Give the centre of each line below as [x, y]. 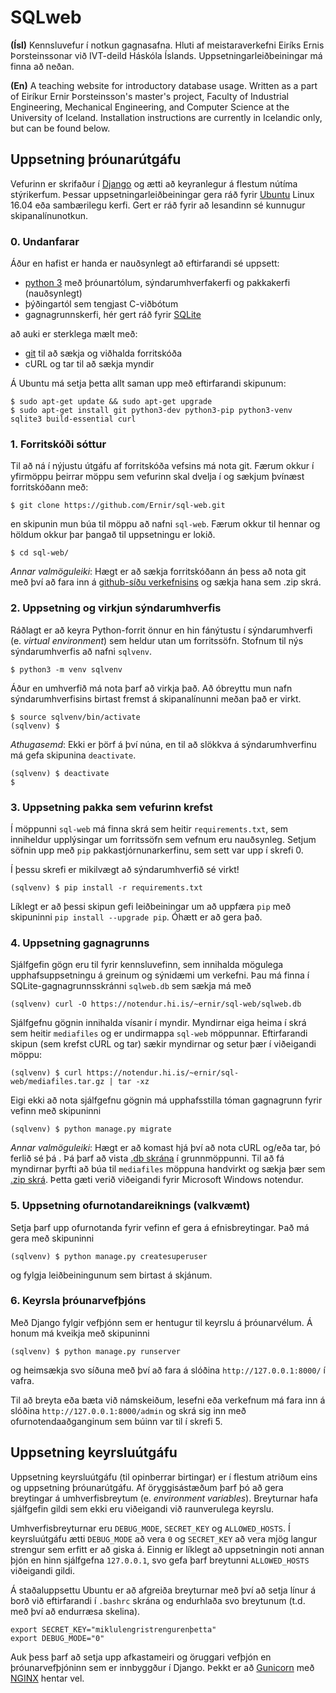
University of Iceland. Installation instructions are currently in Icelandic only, [166, 117]
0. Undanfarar [45, 241]
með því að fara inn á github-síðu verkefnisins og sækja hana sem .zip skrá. [166, 582]
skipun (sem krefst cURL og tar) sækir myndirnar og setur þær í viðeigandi [163, 1044]
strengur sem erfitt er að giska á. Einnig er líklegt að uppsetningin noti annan [167, 1549]
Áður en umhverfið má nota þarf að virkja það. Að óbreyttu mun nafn [151, 688]
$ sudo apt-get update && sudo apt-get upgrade [111, 402]
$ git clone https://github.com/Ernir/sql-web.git [118, 506]
